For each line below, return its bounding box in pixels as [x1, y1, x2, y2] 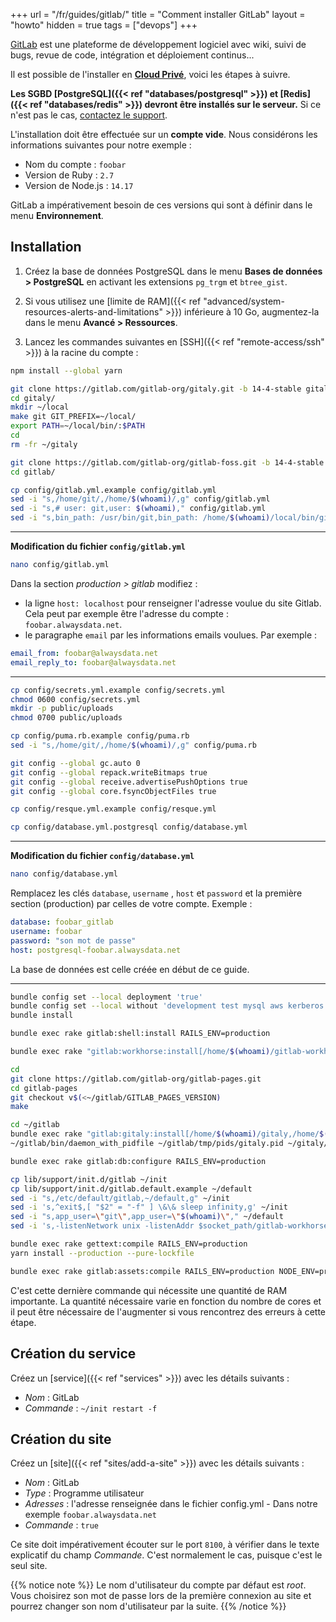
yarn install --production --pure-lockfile [10, 1248, 195, 1258]
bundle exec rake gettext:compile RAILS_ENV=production [10, 1239, 248, 1249]
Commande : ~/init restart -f [24, 1402, 158, 1414]
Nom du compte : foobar [24, 159, 127, 170]
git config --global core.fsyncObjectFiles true [10, 786, 217, 796]
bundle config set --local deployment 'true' [10, 992, 203, 1002]
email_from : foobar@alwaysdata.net [10, 648, 159, 658]
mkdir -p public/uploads [10, 704, 114, 714]
